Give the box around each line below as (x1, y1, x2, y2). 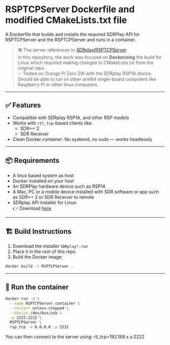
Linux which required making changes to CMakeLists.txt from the (17, 60, 154, 66)
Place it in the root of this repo (12, 248, 76, 255)
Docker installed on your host (12, 178, 74, 184)
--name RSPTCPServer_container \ (10, 301, 80, 306)
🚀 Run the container (5, 282, 69, 291)
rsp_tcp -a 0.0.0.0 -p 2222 (10, 325, 69, 330)
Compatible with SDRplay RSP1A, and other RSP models (12, 114, 130, 121)
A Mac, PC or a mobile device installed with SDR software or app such (12, 188, 159, 194)
